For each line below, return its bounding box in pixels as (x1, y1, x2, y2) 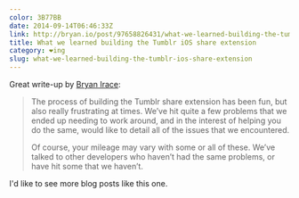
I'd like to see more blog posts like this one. (9, 178, 168, 188)
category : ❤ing (9, 46, 66, 55)
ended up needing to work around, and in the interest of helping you (30, 115, 282, 126)
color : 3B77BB (9, 12, 62, 22)
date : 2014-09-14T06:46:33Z (9, 21, 114, 30)
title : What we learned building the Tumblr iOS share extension (9, 37, 256, 47)
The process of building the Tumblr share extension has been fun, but (30, 96, 287, 107)
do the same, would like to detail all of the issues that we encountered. (30, 125, 290, 135)
